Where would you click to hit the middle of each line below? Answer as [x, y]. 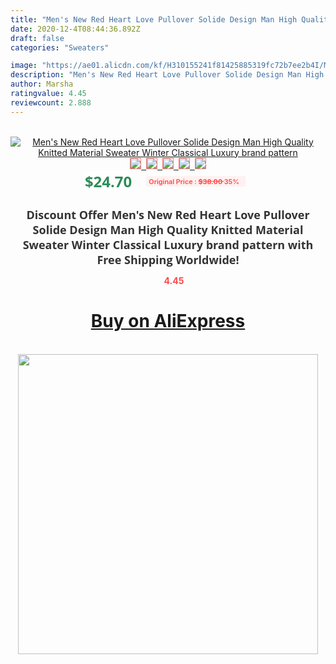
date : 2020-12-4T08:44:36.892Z [75, 29]
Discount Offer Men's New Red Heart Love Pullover [168, 214]
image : [24, 66]
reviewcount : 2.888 [51, 102]
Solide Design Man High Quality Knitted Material [168, 229]
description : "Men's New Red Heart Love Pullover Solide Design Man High [167, 75]
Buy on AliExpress [168, 321]
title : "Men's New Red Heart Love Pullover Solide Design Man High [154, 19]
